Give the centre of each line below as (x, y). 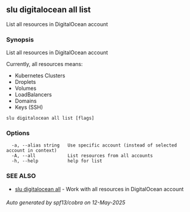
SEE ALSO (21, 176)
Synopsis (20, 39)
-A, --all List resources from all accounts (82, 156)
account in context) (32, 151)
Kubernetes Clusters (40, 76)
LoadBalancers (33, 95)
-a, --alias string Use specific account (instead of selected (94, 145)
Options (18, 133)
